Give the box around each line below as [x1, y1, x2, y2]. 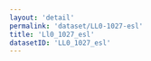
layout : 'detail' [9, 13, 75, 22]
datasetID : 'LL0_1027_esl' [9, 38, 111, 48]
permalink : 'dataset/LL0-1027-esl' [9, 22, 144, 30]
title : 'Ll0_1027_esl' [9, 30, 95, 39]
